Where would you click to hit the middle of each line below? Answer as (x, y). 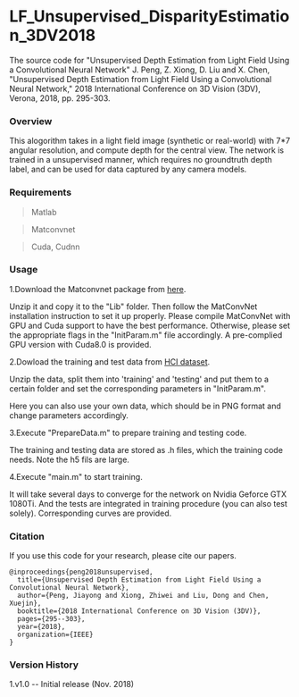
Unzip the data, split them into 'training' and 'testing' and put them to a (139, 379)
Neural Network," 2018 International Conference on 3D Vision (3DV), (135, 88)
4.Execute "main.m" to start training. (76, 476)
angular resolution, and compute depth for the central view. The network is (147, 150)
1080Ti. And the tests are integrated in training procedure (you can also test (149, 503)
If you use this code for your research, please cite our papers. (123, 556)
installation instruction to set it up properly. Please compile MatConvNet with (150, 315)
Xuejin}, (25, 604)
